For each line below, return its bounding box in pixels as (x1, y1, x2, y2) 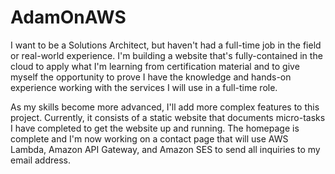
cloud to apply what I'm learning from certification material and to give (10, 60, 300, 72)
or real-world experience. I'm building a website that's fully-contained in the (10, 49, 323, 61)
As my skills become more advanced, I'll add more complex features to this (10, 101, 320, 113)
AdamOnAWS (10, 6, 127, 29)
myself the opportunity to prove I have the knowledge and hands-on (10, 71, 292, 83)
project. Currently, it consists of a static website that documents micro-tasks (10, 111, 326, 123)
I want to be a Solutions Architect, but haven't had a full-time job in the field (10, 39, 322, 51)
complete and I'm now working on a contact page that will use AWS (10, 132, 289, 145)
